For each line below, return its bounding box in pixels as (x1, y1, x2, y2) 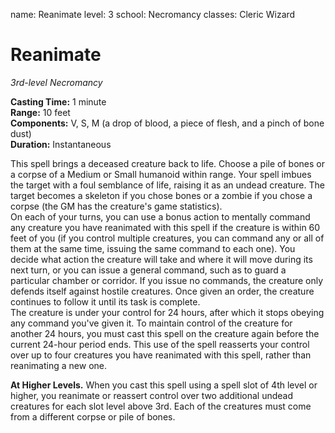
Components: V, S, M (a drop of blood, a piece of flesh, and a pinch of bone (10, 117, 325, 129)
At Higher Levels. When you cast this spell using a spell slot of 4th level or (10, 379, 318, 391)
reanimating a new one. (10, 359, 107, 371)
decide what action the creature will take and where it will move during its (10, 253, 313, 265)
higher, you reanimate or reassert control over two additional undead (10, 389, 294, 401)
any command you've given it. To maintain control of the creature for (10, 317, 293, 329)
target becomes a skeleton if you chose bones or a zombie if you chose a (10, 189, 313, 201)
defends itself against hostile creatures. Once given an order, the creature (10, 285, 315, 297)
